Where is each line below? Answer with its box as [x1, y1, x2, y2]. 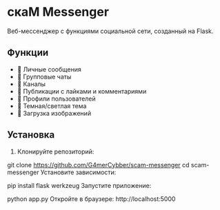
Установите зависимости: [40, 168, 117, 176]
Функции [7, 47, 49, 59]
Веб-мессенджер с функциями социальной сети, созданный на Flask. [7, 27, 214, 35]
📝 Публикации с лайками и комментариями [17, 87, 147, 95]
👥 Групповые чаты [17, 72, 72, 81]
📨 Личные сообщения [17, 65, 81, 73]
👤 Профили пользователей [17, 94, 96, 103]
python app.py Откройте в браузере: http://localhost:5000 [7, 194, 176, 203]
